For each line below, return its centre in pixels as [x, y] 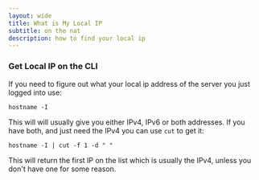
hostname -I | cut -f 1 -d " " [61, 145]
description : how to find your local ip [77, 38]
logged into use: [35, 92]
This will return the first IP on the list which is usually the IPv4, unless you [130, 160]
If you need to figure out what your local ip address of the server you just [129, 84]
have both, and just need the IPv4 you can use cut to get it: [106, 130]
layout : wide [30, 16]
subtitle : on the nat [45, 31]
